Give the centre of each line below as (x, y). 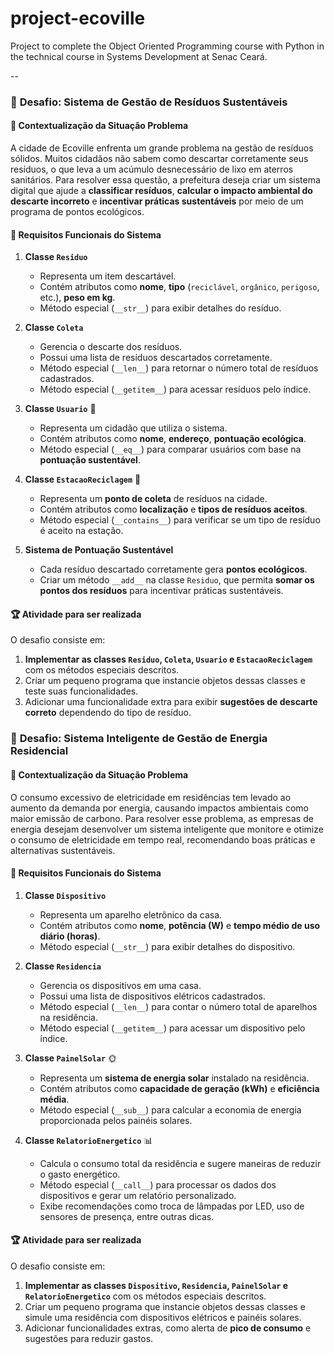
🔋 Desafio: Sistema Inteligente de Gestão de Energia (139, 739)
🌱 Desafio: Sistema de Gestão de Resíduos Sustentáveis (149, 102)
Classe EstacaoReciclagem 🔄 (83, 479)
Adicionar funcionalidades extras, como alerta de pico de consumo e (168, 1328)
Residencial (39, 751)
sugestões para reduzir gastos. (89, 1338)
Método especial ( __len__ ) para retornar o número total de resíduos (179, 368)
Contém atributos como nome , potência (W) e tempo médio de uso (180, 925)
